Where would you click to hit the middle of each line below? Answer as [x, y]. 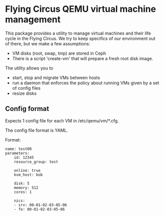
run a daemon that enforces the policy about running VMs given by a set [85, 83]
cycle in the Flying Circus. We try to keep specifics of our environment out [80, 38]
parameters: [17, 153]
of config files [26, 88]
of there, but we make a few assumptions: [48, 43]
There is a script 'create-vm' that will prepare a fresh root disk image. [83, 58]
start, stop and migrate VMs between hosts [56, 77]
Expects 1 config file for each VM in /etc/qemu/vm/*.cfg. [62, 121]
